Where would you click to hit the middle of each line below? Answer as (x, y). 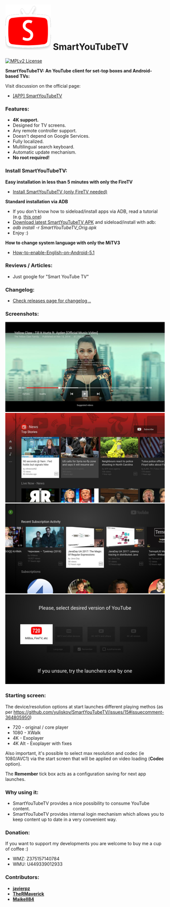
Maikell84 (23, 899)
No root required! (31, 158)
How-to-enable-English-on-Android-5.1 (53, 252)
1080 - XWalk (27, 732)
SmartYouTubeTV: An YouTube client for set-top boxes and (69, 70)
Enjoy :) (20, 233)
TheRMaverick (28, 894)
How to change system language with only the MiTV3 (63, 243)
